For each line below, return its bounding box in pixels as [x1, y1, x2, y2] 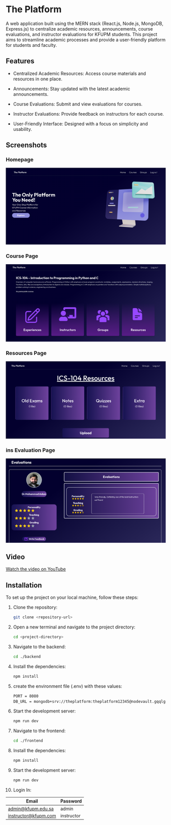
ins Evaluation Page [6, 447, 55, 454]
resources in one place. [13, 75, 62, 82]
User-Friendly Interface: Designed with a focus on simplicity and [13, 121, 148, 127]
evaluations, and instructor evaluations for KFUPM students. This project [6, 31, 158, 37]
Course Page [6, 252, 39, 259]
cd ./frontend [13, 738, 43, 744]
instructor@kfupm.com [8, 812, 56, 818]
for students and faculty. [6, 42, 57, 48]
